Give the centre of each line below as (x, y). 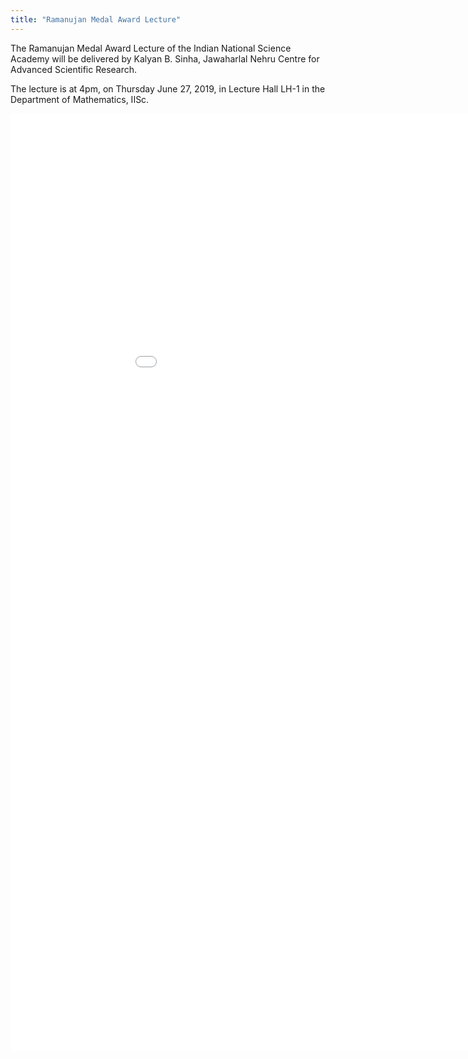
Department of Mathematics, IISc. (80, 99)
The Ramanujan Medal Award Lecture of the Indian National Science (151, 48)
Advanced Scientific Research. (74, 69)
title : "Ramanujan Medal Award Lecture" (96, 19)
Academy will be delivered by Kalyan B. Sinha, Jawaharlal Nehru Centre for (165, 58)
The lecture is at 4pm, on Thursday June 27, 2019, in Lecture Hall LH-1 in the (168, 88)
